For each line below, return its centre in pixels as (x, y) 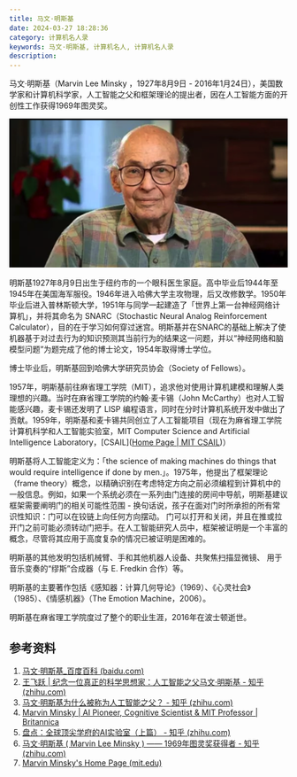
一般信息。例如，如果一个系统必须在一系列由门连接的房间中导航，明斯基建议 (148, 494)
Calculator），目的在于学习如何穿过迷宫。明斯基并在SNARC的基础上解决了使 (148, 327)
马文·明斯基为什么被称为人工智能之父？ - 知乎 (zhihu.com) (127, 702)
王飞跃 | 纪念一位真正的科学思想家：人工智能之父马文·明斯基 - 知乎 (143, 681)
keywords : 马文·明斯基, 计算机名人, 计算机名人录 (91, 47)
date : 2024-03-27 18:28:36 (59, 28)
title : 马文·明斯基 (42, 19)
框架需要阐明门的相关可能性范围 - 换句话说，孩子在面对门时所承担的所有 (141, 506)
